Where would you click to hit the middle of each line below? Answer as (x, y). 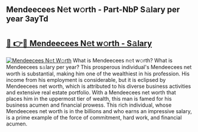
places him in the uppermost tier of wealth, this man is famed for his (89, 99)
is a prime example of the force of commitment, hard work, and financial (94, 118)
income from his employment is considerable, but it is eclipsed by (86, 80)
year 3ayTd (27, 19)
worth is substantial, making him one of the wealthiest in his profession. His (98, 74)
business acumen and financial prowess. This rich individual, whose (89, 105)
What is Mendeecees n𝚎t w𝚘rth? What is (123, 60)
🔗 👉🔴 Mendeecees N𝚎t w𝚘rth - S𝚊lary (79, 43)
